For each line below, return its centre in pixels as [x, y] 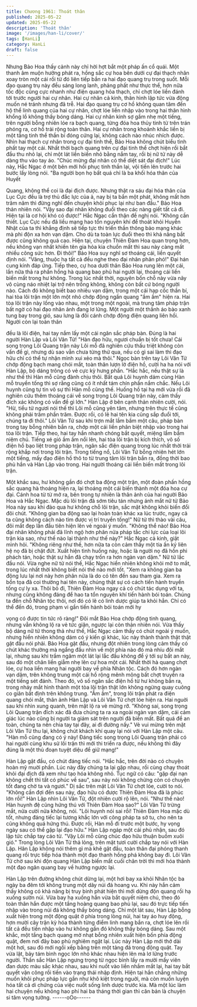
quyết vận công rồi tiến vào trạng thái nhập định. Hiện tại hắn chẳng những [97, 972]
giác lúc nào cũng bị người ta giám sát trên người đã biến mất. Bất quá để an [98, 718]
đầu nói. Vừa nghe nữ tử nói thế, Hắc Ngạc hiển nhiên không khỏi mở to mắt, [98, 563]
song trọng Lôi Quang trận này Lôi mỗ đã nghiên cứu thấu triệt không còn [95, 345]
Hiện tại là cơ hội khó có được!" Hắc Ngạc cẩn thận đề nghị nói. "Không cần [98, 215]
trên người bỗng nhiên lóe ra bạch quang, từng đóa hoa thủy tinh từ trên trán [98, 123]
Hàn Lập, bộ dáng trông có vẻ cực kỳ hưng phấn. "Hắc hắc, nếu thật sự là [95, 371]
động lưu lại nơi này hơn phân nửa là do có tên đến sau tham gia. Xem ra [93, 576]
